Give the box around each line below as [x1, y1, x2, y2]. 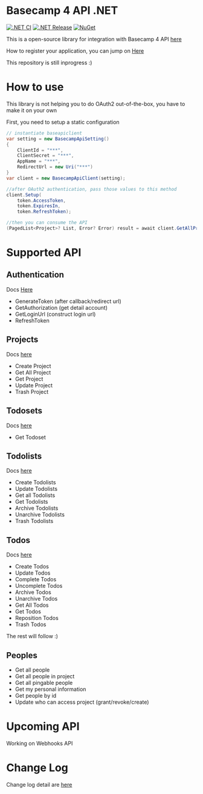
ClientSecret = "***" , [17, 153, 74, 159]
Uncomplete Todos [14, 582, 63, 590]
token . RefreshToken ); [17, 209, 71, 215]
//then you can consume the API [6, 219, 88, 226]
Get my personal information [14, 686, 86, 693]
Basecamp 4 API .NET [6, 4, 118, 18]
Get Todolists [14, 498, 48, 505]
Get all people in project [14, 672, 75, 679]
